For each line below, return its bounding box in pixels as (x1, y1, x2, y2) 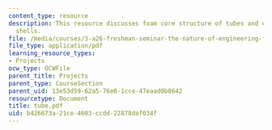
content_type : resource (8, 11, 89, 20)
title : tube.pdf (8, 102, 63, 110)
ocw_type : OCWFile (8, 65, 70, 73)
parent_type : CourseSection (8, 79, 104, 87)
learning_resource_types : (8, 49, 96, 57)
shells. (15, 27, 42, 35)
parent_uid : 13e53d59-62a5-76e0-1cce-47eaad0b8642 (8, 86, 183, 95)
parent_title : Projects (8, 72, 89, 80)
